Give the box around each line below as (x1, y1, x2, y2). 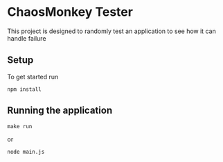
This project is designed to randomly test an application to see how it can (7, 27, 216, 35)
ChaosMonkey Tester (7, 4, 134, 20)
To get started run (7, 72, 59, 81)
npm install (7, 85, 42, 93)
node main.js (7, 148, 45, 155)
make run (7, 123, 33, 130)
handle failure (7, 34, 46, 42)
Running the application (7, 105, 113, 117)
